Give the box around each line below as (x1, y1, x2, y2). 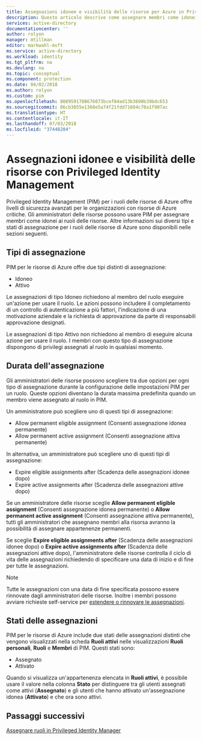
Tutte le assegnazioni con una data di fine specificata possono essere (6, 585, 179, 592)
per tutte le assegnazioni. (6, 562, 69, 569)
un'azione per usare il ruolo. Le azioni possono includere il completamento (6, 299, 191, 307)
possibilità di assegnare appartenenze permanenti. (6, 525, 132, 532)
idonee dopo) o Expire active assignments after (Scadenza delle (6, 543, 168, 550)
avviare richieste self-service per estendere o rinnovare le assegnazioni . (6, 598, 185, 606)
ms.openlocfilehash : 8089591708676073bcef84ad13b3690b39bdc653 (6, 98, 168, 104)
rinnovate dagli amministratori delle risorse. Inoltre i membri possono (6, 592, 177, 599)
